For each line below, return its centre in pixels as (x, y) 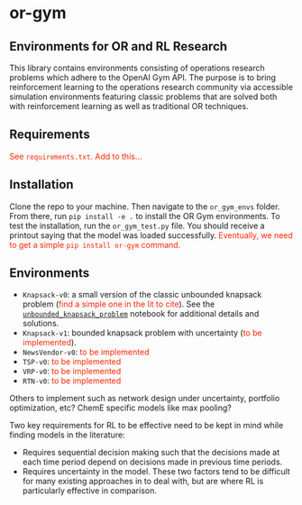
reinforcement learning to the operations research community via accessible (151, 87)
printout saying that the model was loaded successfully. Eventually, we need (151, 235)
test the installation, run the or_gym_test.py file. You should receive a (137, 225)
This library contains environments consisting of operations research (137, 68)
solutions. (41, 324)
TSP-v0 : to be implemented (72, 362)
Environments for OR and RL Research (119, 46)
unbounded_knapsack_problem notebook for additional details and (141, 314)
